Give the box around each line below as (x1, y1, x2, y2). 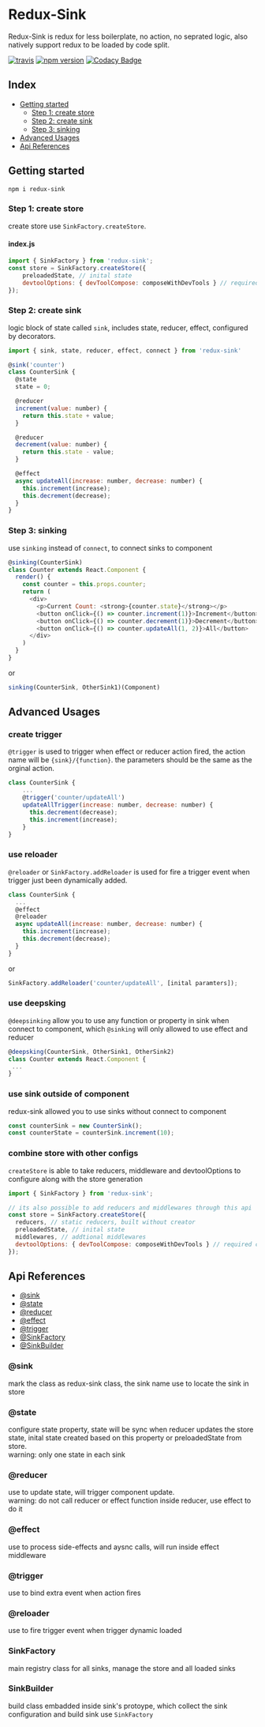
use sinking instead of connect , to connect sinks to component (8, 543, 213, 552)
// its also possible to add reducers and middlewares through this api (8, 1203, 252, 1212)
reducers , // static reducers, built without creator (15, 1218, 196, 1226)
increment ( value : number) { (15, 404, 108, 412)
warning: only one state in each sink (8, 1450, 126, 1459)
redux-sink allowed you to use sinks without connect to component (8, 1106, 227, 1116)
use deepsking (8, 998, 66, 1009)
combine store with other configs (8, 1148, 139, 1159)
